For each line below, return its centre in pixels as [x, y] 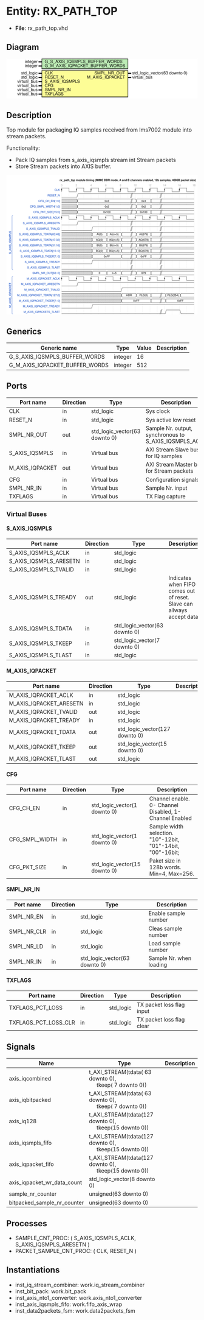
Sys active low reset [171, 420]
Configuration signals [172, 479]
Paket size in [165, 861]
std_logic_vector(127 [144, 729]
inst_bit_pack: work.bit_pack [51, 1291]
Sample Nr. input [166, 488]
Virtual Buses [27, 514]
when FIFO [182, 584]
